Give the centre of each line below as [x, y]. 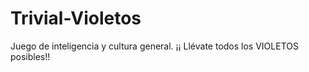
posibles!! [30, 56]
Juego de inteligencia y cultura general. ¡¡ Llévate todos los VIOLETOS [154, 46]
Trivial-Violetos [76, 18]
